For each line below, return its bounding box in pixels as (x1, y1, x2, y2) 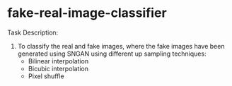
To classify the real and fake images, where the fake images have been (17, 42, 225, 50)
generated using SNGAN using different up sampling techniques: (17, 49, 207, 58)
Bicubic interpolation (28, 64, 88, 73)
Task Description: (7, 28, 59, 37)
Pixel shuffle (28, 72, 65, 80)
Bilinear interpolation (28, 56, 89, 65)
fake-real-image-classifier (7, 5, 168, 21)
